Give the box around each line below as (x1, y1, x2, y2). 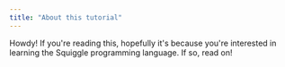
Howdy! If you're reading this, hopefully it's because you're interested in (9, 38, 277, 48)
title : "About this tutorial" (9, 13, 123, 22)
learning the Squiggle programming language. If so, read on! (9, 46, 233, 58)
